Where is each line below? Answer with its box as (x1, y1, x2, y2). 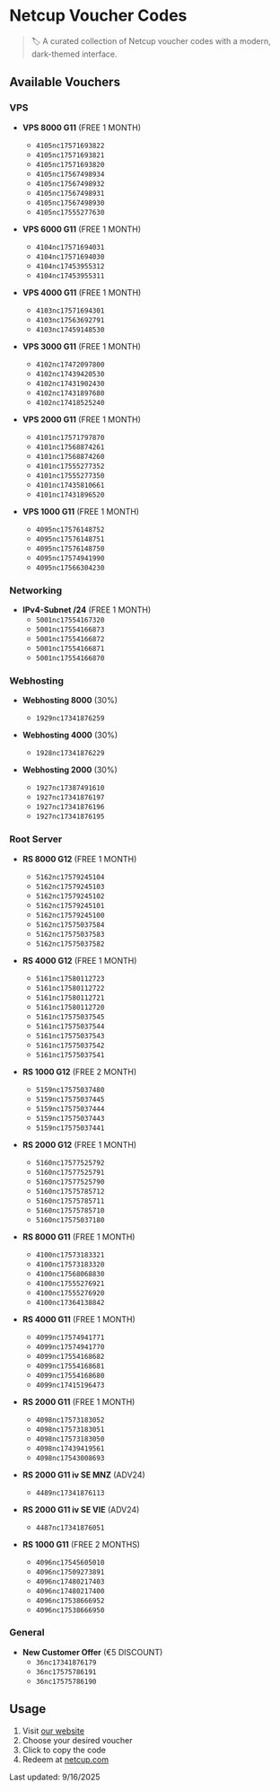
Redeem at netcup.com (22, 1753, 109, 1765)
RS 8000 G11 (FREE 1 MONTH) (22, 1231, 136, 1242)
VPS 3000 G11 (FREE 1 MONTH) (22, 340, 142, 351)
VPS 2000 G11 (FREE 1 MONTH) (22, 414, 142, 425)
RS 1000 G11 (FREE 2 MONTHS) (22, 1539, 141, 1549)
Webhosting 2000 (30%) (22, 764, 118, 775)
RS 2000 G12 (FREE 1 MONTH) (22, 1139, 137, 1150)
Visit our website (22, 1725, 85, 1736)
